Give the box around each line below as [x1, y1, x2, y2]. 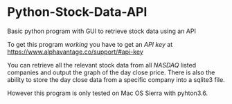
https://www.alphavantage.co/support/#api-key [7, 48, 143, 56]
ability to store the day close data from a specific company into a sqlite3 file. [7, 75, 225, 83]
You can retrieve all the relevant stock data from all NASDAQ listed [7, 61, 196, 69]
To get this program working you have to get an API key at [7, 40, 173, 48]
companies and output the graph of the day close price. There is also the [7, 68, 215, 76]
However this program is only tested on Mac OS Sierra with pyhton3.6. [7, 89, 208, 97]
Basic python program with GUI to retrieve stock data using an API [7, 27, 196, 35]
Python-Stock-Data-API [7, 4, 148, 20]
